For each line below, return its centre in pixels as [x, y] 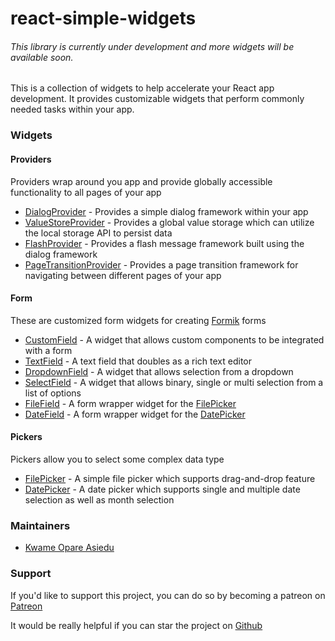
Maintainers [40, 525]
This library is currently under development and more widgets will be [152, 46]
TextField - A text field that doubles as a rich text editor [138, 361]
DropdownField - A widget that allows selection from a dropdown [159, 371]
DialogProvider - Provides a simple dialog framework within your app [166, 211]
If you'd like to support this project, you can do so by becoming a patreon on [168, 595]
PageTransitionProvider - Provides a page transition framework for [161, 264]
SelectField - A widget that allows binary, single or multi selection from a [174, 382]
